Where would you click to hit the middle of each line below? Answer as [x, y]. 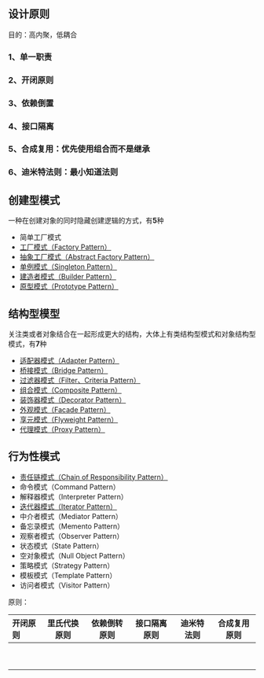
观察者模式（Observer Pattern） [71, 536]
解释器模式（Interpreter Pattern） [73, 496]
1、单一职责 [30, 57]
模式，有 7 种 [27, 344]
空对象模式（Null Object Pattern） [74, 555]
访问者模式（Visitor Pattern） [67, 585]
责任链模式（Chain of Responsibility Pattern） [93, 477]
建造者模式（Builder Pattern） [68, 277]
